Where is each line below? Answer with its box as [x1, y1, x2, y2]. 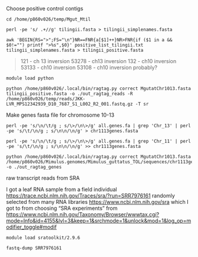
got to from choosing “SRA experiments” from [6, 205, 118, 212]
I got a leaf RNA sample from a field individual [6, 186, 117, 193]
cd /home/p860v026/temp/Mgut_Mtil [6, 17, 91, 22]
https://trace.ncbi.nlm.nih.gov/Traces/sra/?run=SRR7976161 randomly [6, 192, 175, 199]
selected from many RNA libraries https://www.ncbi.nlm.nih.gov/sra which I [6, 199, 189, 205]
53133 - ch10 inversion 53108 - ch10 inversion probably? [20, 64, 158, 71]
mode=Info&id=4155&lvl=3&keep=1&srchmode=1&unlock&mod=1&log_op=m [6, 218, 192, 224]
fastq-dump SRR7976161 [6, 245, 62, 251]
